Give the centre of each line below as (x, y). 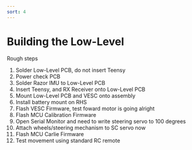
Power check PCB (38, 77)
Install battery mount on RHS (51, 102)
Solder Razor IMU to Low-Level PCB (60, 83)
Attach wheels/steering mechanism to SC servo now (81, 128)
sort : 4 (17, 12)
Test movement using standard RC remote (68, 140)
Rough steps (23, 58)
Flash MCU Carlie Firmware (50, 134)
